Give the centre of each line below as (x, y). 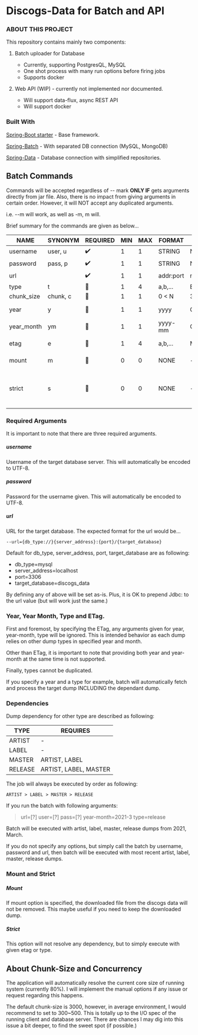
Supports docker (44, 77)
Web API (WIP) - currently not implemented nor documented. (89, 89)
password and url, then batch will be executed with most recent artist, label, (98, 852)
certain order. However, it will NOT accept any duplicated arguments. (90, 203)
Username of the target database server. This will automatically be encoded (98, 462)
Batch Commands (39, 176)
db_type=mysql (34, 564)
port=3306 (28, 576)
